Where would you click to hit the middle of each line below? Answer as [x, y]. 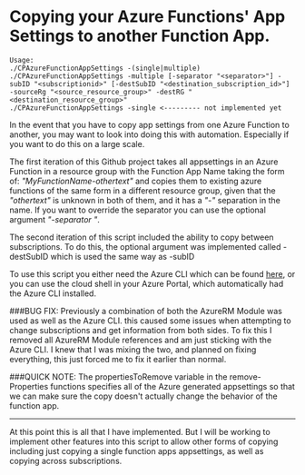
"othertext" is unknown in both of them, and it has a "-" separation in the [145, 200]
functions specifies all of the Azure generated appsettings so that [172, 386]
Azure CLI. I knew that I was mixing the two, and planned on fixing [133, 349]
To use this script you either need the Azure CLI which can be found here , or [152, 273]
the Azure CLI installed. [53, 293]
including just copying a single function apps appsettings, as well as [137, 450]
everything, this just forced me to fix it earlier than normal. [118, 359]
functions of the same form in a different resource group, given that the [143, 190]
